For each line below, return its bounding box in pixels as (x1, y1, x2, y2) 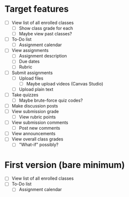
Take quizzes (11, 92, 39, 98)
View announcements (11, 131, 56, 137)
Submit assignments (11, 70, 53, 76)
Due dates (19, 58, 40, 64)
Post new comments (19, 125, 61, 131)
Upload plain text (19, 86, 54, 92)
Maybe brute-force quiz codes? (19, 97, 83, 103)
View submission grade (11, 108, 59, 114)
